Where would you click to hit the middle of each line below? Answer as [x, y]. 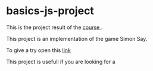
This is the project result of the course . [54, 27]
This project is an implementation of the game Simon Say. [77, 38]
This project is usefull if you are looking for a [61, 62]
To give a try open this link [39, 50]
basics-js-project [50, 11]
